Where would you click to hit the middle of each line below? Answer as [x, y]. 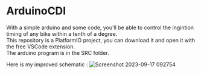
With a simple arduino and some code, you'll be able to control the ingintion [100, 27]
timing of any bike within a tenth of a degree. [62, 33]
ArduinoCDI [36, 11]
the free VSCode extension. [41, 47]
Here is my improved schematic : [47, 64]
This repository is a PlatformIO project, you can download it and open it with [101, 40]
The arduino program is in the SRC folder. [58, 53]
